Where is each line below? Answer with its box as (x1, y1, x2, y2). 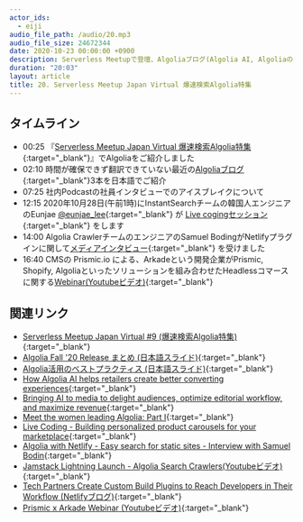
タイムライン (9, 116, 80, 132)
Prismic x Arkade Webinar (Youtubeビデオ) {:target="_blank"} (22, 502, 250, 514)
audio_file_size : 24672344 (9, 38, 111, 48)
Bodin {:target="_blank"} (22, 450, 113, 461)
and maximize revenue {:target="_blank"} (22, 402, 175, 413)
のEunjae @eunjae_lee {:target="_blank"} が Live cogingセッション (22, 209, 269, 220)
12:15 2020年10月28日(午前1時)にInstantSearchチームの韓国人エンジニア (22, 197, 291, 208)
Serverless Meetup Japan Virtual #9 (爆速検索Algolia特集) (22, 331, 237, 343)
